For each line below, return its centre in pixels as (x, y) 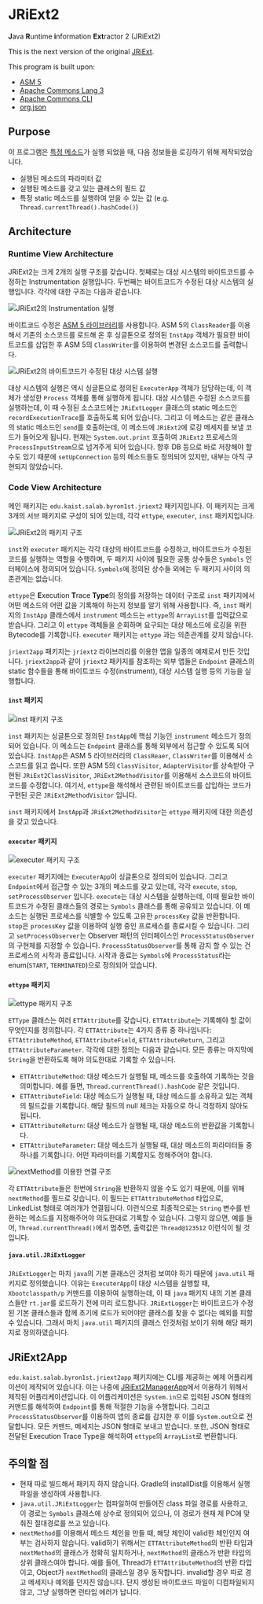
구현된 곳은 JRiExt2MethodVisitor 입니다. (73, 795)
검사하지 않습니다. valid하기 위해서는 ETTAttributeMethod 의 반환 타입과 (144, 1543)
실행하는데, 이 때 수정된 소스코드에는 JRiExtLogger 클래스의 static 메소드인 (123, 407)
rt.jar (40, 1303)
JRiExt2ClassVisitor (56, 776)
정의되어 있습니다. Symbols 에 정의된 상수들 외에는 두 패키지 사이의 (142, 569)
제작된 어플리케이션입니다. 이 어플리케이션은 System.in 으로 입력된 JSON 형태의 (130, 1397)
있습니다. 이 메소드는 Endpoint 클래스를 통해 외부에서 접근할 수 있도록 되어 (136, 746)
